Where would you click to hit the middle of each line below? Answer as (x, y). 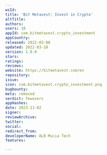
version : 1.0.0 (21, 52)
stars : (12, 56)
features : (16, 140)
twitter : (14, 122)
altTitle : (16, 19)
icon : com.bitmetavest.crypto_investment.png (54, 84)
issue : (12, 80)
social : (13, 126)
